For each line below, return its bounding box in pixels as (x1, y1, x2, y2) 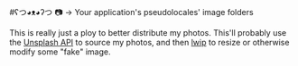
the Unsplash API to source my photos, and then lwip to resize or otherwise (9, 37, 290, 47)
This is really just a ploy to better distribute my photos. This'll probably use (9, 28, 287, 37)
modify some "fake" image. (9, 46, 111, 57)
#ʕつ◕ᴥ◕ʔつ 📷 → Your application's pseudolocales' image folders (9, 7, 255, 17)
